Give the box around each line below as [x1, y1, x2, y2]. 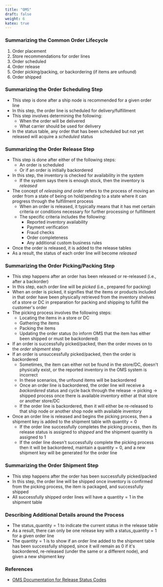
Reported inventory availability [26, 219, 88, 225]
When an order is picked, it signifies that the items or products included [12, 289, 156, 295]
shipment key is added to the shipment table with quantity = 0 [12, 419, 138, 425]
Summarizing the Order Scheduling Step [5, 86, 103, 93]
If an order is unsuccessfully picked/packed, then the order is [12, 351, 136, 357]
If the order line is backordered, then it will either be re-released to [19, 403, 153, 409]
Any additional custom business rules [26, 240, 102, 246]
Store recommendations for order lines [12, 53, 90, 59]
